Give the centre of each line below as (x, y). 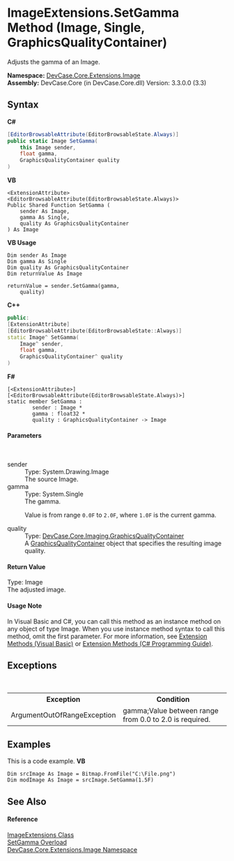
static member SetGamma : (45, 402)
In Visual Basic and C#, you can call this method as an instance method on (114, 621)
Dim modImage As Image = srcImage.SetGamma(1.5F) (81, 780)
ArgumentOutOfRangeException (63, 715)
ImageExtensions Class (41, 834)
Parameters (24, 435)
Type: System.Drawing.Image (67, 472)
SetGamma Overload (37, 842)
